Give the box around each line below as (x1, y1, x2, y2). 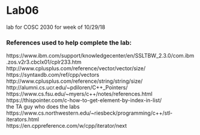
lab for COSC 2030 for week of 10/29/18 (6, 23, 106, 31)
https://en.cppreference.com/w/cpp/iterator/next (6, 122, 127, 130)
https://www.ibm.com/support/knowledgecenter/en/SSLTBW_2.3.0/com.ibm (6, 52, 195, 59)
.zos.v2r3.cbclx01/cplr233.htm (6, 58, 82, 66)
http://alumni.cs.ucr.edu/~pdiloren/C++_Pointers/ (6, 84, 128, 91)
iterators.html (6, 116, 40, 123)
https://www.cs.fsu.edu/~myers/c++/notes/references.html (6, 91, 153, 98)
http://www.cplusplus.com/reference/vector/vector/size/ (6, 65, 146, 72)
